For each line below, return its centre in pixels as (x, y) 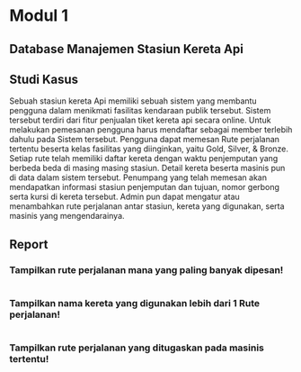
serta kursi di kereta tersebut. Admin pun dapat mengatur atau (124, 197)
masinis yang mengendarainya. (67, 216)
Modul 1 (39, 16)
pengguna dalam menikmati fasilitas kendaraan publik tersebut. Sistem (140, 111)
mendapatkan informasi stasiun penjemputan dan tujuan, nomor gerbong (145, 187)
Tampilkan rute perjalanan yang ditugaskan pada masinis (137, 348)
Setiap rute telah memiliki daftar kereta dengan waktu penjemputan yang (144, 159)
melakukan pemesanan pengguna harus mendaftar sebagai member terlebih (151, 130)
